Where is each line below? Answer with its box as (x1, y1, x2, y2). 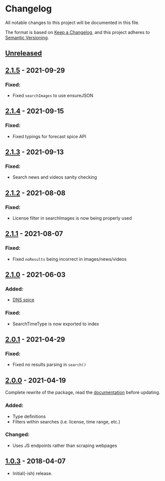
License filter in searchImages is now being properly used (12, 215, 132, 221)
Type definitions (12, 413, 46, 419)
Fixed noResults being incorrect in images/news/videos (12, 256, 127, 262)
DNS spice (12, 297, 34, 303)
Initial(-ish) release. (12, 470, 52, 476)
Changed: (5, 431, 30, 438)
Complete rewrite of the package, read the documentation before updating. (5, 389, 160, 395)
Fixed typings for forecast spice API (12, 133, 86, 139)
